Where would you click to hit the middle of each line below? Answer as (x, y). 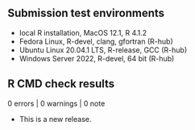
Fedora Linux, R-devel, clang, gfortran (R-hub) (96, 41)
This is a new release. (55, 119)
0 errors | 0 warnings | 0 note (56, 103)
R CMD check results (61, 84)
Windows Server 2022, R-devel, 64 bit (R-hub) (97, 58)
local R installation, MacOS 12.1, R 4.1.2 (83, 32)
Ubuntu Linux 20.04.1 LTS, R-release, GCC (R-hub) (103, 50)
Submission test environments (86, 13)
